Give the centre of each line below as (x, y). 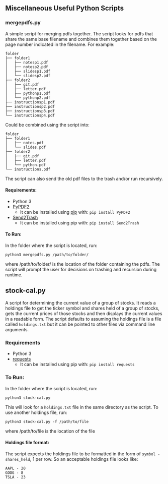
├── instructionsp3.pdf (30, 111)
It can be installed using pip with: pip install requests (77, 365)
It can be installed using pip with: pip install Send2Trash (79, 223)
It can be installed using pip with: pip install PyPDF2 (75, 212)
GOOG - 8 (14, 473)
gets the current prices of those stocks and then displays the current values (84, 313)
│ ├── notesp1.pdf (27, 63)
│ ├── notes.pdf (24, 143)
